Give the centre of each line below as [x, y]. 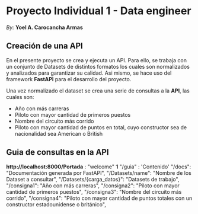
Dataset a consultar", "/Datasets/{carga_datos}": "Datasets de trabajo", [93, 179]
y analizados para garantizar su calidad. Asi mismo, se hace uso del [89, 73]
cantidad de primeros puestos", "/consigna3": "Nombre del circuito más [94, 191]
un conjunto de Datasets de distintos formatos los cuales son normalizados [98, 66]
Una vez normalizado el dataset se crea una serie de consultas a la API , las [98, 91]
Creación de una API [44, 46]
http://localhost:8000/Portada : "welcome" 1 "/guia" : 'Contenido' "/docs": [99, 167]
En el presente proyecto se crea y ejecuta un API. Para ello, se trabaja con [97, 60]
